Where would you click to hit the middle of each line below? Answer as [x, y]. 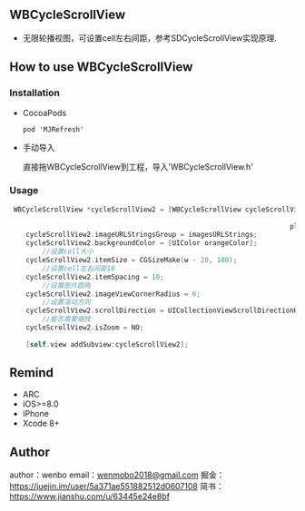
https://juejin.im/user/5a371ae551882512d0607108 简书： [117, 486]
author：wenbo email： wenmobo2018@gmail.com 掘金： [117, 475]
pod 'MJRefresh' [53, 129]
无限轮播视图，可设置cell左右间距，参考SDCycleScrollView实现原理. [149, 38]
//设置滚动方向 [66, 302]
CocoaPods [44, 113]
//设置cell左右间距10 [79, 268]
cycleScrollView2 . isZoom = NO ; [85, 328]
